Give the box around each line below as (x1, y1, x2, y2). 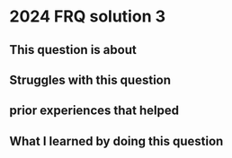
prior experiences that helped (9, 103, 180, 118)
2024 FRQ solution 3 (9, 6, 166, 27)
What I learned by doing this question (9, 133, 224, 149)
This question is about (9, 42, 137, 57)
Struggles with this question (9, 72, 172, 87)
